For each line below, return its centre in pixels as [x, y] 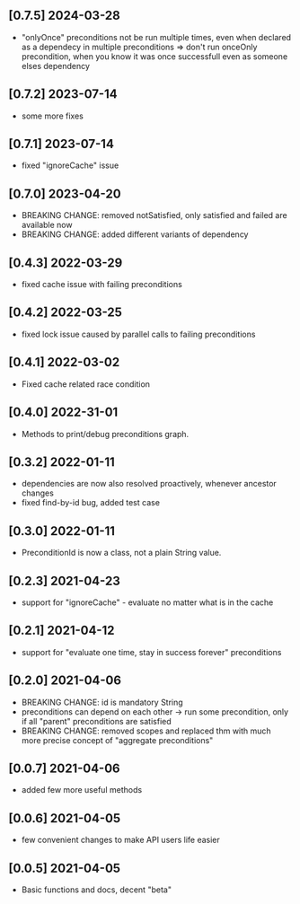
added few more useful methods [82, 790]
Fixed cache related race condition [85, 384]
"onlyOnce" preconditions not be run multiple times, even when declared [156, 37]
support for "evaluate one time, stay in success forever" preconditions [151, 652]
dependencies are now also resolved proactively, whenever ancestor [149, 484]
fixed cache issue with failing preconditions [102, 285]
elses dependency [56, 66]
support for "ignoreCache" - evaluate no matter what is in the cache [147, 602]
